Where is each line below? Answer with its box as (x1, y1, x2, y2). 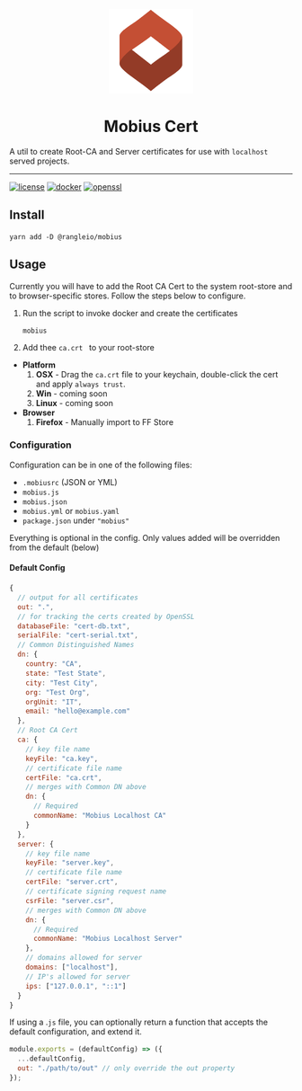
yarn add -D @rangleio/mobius (9, 232, 123, 242)
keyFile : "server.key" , (25, 858, 115, 867)
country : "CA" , (25, 660, 83, 669)
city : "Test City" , (25, 679, 99, 687)
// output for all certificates (17, 593, 139, 602)
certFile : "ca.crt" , (25, 773, 102, 782)
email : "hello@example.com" (25, 706, 130, 716)
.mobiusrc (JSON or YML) (22, 476, 119, 487)
